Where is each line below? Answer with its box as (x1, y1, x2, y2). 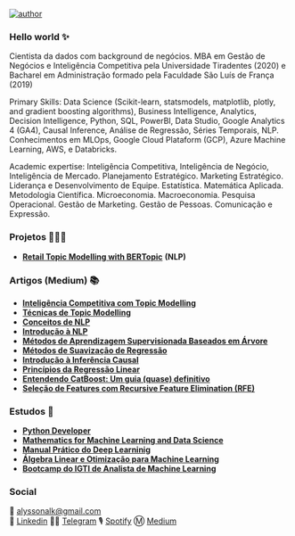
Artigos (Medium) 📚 (9, 274, 100, 286)
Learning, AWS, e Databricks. (9, 144, 118, 155)
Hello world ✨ (9, 30, 70, 43)
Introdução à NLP (21, 326, 88, 336)
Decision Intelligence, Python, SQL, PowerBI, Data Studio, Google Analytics (9, 116, 285, 127)
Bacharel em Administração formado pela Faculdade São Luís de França (9, 70, 275, 80)
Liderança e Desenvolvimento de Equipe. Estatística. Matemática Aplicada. (9, 180, 283, 191)
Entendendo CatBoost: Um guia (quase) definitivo (21, 373, 211, 383)
